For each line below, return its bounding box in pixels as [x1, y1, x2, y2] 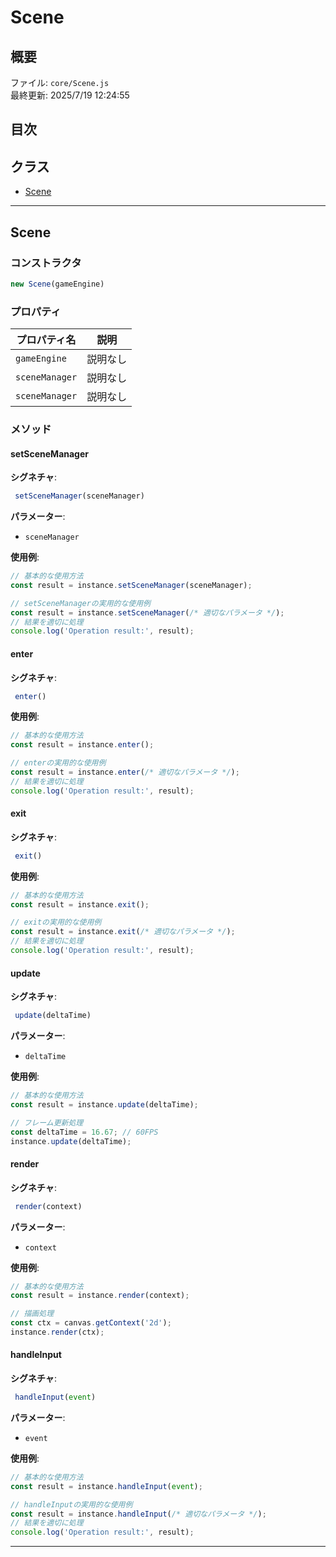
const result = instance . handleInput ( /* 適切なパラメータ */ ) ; [10, 1509, 267, 1519]
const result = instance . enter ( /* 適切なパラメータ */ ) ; [10, 767, 240, 778]
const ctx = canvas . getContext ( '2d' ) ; [10, 1318, 172, 1328]
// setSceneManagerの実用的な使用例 [10, 598, 151, 608]
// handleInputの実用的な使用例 [10, 1499, 133, 1510]
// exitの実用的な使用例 [10, 917, 102, 928]
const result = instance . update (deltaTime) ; [10, 1099, 199, 1110]
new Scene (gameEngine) [10, 279, 105, 289]
